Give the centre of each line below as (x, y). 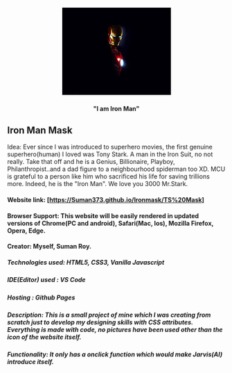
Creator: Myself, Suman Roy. (50, 247)
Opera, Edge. (27, 231)
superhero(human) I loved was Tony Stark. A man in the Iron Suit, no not (110, 154)
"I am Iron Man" (116, 108)
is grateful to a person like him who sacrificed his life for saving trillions (108, 176)
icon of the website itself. (44, 337)
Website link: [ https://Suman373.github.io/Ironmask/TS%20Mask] (106, 200)
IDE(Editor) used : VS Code (46, 280)
